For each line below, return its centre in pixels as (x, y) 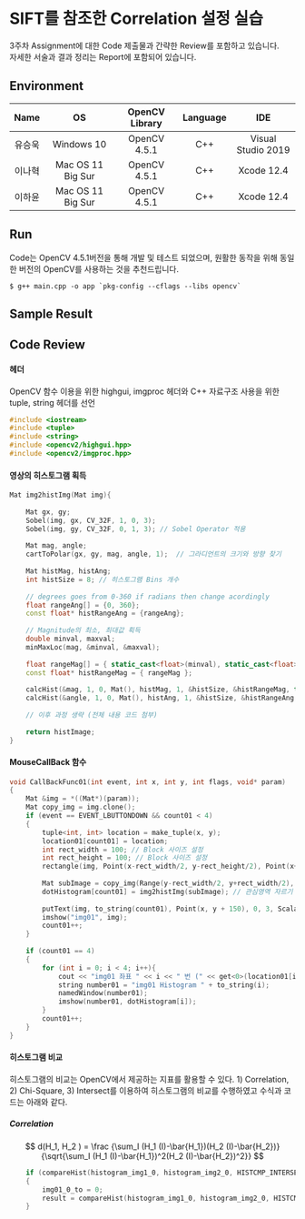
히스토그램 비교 (36, 1057)
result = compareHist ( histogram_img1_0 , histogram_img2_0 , (156, 1198)
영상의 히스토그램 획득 (48, 475)
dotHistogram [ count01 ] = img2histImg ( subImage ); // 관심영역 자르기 (167, 892)
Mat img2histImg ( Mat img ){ (60, 495)
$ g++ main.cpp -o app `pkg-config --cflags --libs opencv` (126, 286)
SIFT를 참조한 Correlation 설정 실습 (137, 19)
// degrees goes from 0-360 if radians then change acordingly (148, 597)
